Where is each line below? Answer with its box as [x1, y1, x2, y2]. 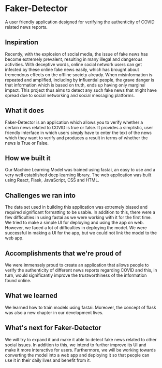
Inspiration [5, 38, 39, 47]
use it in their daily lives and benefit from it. [5, 357, 91, 363]
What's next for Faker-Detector [5, 324, 102, 332]
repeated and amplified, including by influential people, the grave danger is [5, 77, 155, 83]
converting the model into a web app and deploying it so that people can [5, 352, 150, 358]
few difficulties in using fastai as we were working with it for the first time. [5, 215, 152, 220]
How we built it [5, 154, 51, 162]
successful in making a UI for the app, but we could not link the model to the [5, 230, 157, 236]
